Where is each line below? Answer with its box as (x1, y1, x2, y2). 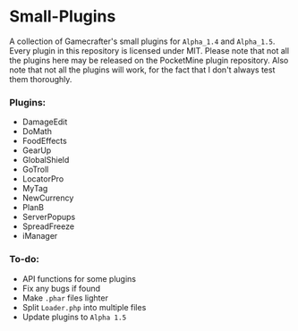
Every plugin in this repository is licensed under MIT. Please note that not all (9, 45, 289, 55)
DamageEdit (21, 116, 68, 127)
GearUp (21, 145, 52, 156)
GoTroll (21, 164, 49, 175)
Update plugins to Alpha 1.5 (21, 311, 127, 322)
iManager (21, 231, 58, 242)
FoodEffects (21, 136, 67, 147)
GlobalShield (21, 155, 70, 165)
